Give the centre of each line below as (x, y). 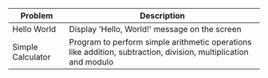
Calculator (32, 57)
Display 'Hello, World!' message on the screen (155, 29)
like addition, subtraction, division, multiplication (159, 52)
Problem (37, 16)
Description (162, 16)
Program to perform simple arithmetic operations (160, 42)
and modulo (91, 62)
